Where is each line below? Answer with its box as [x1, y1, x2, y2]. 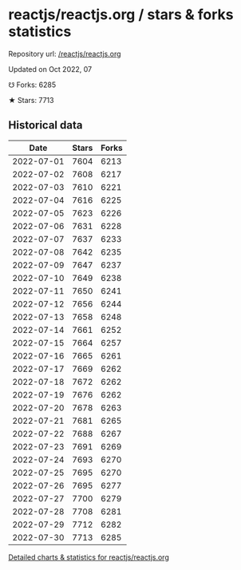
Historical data [8, 118, 83, 133]
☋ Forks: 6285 [8, 80, 57, 89]
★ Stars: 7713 [8, 95, 54, 105]
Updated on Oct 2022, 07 [8, 64, 93, 73]
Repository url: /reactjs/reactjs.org [8, 49, 121, 58]
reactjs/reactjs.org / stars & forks [8, 6, 234, 24]
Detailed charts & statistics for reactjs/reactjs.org [8, 552, 169, 562]
